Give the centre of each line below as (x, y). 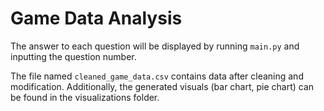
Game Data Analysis (96, 18)
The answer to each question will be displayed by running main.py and (155, 46)
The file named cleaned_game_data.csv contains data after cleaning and (157, 76)
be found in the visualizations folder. (85, 97)
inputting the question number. (73, 56)
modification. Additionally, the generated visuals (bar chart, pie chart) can (162, 86)
